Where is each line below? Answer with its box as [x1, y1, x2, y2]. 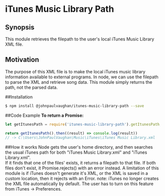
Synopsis [5, 23, 34, 32]
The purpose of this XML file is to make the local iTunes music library [5, 68, 146, 74]
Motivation [5, 56, 39, 64]
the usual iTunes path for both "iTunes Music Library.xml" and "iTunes [5, 149, 147, 156]
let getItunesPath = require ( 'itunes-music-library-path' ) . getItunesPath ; [5, 122, 162, 127]
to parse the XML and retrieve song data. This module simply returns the [5, 79, 153, 85]
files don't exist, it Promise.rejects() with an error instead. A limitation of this [5, 165, 159, 171]
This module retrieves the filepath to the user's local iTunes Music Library [5, 36, 154, 42]
